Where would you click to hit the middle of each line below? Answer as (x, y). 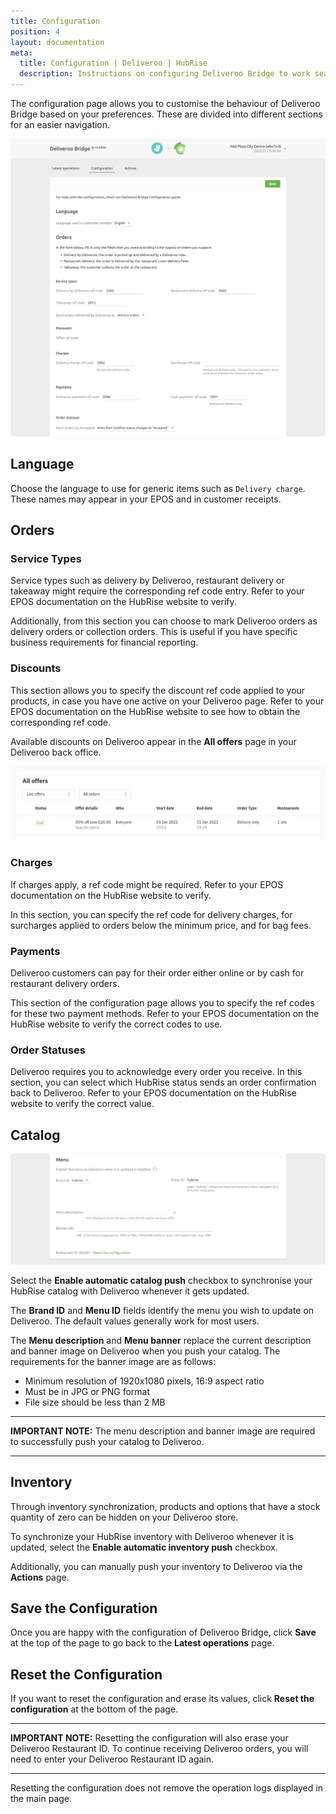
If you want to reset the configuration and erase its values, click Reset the (162, 1699)
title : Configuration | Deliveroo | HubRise (113, 63)
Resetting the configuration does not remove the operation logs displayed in (166, 1788)
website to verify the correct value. (82, 1104)
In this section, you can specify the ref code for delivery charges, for (151, 914)
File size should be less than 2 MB (95, 1402)
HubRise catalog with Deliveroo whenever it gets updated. (130, 1291)
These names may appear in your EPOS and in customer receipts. (146, 499)
